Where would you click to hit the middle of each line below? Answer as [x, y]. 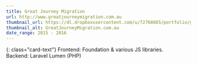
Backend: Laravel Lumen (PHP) [44, 56]
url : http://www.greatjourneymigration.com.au [64, 17]
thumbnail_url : [25, 22]
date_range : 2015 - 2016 [36, 33]
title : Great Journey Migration [45, 11]
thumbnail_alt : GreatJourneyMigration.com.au [62, 28]
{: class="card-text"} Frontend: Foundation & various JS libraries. [85, 49]
